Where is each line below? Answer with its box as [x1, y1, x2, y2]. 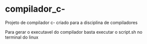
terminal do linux [5, 34, 39, 40]
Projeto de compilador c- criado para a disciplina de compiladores [5, 20, 138, 25]
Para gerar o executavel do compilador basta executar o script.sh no [5, 29, 143, 35]
